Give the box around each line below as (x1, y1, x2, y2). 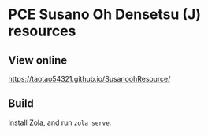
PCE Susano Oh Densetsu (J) (8, 5, 202, 24)
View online (8, 53, 68, 67)
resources (8, 22, 76, 40)
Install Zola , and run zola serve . (8, 118, 112, 127)
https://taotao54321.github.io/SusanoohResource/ (8, 75, 171, 83)
